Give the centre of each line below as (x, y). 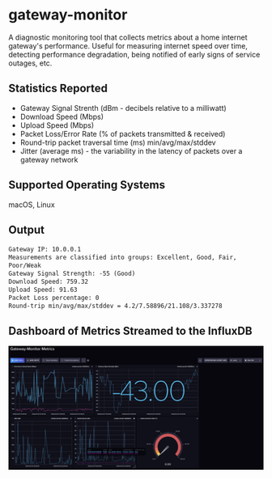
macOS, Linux (32, 205)
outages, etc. (30, 63)
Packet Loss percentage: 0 (54, 298)
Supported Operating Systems (87, 185)
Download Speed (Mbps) (62, 116)
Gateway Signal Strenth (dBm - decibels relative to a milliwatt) (123, 108)
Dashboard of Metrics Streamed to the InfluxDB (130, 330)
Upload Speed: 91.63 (43, 290)
